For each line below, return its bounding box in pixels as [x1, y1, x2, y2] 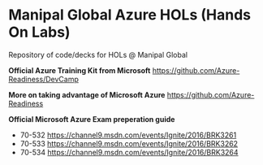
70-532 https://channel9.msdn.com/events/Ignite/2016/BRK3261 [19, 130, 237, 140]
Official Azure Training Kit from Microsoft [8, 65, 151, 75]
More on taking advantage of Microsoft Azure [8, 89, 166, 99]
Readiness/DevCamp [8, 74, 79, 84]
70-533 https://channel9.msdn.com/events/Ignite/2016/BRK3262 [19, 138, 238, 148]
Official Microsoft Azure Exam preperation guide [8, 114, 175, 124]
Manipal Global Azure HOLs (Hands [8, 6, 252, 24]
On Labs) [8, 23, 71, 41]
